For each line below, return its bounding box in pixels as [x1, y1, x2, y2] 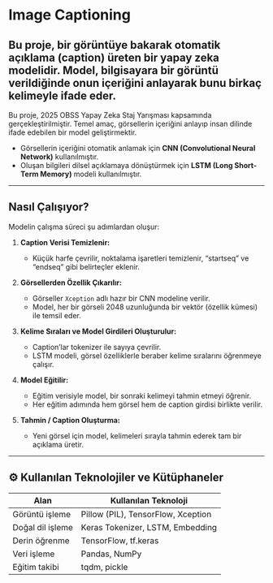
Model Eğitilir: [19, 375, 69, 385]
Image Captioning [8, 6, 132, 24]
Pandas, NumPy [80, 548, 142, 559]
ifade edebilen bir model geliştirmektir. [8, 127, 137, 137]
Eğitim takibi [12, 561, 59, 572]
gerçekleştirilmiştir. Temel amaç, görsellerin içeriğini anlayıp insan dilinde [8, 119, 253, 128]
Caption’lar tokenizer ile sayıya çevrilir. [32, 342, 162, 352]
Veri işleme [12, 548, 55, 559]
